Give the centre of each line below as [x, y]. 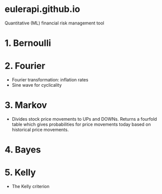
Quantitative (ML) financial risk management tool [55, 23]
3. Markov [26, 105]
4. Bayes [23, 150]
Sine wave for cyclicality [37, 85]
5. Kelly [20, 173]
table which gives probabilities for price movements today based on [81, 124]
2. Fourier [25, 66]
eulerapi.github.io [42, 9]
